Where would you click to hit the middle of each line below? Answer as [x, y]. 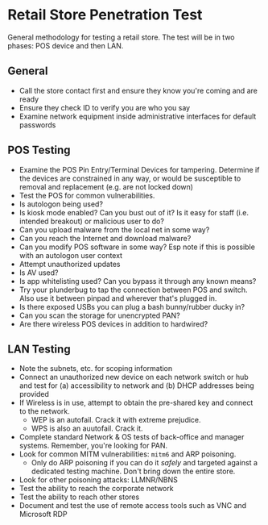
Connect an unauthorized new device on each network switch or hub [134, 377]
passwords [37, 125]
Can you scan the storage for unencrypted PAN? [99, 315]
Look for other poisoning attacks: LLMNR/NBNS [99, 480]
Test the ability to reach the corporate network [96, 489]
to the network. [44, 411]
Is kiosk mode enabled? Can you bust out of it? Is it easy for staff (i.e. [134, 212]
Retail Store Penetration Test [105, 15]
